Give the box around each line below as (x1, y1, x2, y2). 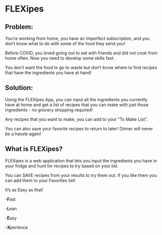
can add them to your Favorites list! (5, 177, 76, 183)
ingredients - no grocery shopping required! (5, 107, 93, 112)
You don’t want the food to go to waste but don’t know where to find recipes (5, 64, 158, 70)
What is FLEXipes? (5, 145, 63, 153)
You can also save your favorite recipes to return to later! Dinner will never (5, 125, 153, 131)
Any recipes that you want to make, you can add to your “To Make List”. (5, 116, 148, 122)
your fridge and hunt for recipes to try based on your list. (5, 163, 119, 169)
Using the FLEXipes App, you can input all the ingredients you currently (5, 96, 148, 102)
